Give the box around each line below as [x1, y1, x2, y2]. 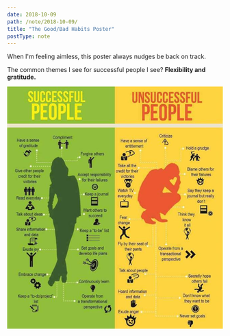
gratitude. [7, 73, 36, 82]
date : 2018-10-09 [7, 11, 57, 18]
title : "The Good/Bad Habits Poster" [7, 25, 115, 32]
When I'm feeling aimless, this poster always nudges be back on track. [7, 52, 207, 61]
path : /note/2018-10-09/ [7, 18, 78, 25]
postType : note [7, 33, 51, 40]
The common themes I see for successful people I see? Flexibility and [7, 66, 206, 74]
